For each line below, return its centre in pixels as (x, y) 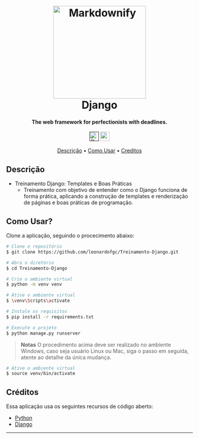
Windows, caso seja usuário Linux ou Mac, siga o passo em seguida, (105, 351)
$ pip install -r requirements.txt (50, 317)
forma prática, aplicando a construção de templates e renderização (106, 196)
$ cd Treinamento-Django (37, 268)
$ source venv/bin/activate (41, 374)
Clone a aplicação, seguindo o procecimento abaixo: (70, 236)
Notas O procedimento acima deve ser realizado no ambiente (96, 345)
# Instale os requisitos (37, 312)
